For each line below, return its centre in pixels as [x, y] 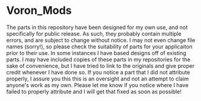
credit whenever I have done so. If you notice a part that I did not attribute [98, 72]
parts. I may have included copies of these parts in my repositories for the [98, 59]
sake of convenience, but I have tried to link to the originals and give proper [100, 66]
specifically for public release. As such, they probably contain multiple [94, 33]
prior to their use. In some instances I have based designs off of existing [96, 53]
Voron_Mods [39, 11]
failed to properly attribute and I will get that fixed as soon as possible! [94, 91]
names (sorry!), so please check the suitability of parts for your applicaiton [99, 47]
